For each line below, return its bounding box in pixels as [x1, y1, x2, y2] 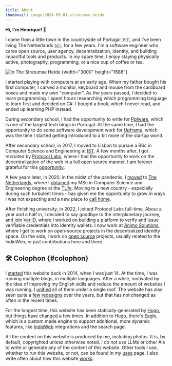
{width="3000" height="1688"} [61, 69, 128, 75]
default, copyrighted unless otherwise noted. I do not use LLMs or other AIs [5, 339, 165, 345]
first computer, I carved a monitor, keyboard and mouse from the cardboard [5, 84, 165, 90]
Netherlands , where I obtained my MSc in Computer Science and [5, 179, 143, 185]
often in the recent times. [5, 297, 59, 303]
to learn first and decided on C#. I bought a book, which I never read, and [5, 101, 161, 107]
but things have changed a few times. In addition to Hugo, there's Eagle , [5, 313, 158, 319]
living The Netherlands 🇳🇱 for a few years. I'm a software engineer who [5, 42, 159, 48]
